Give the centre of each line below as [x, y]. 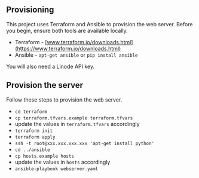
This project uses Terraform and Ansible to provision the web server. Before [99, 24]
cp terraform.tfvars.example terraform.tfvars [74, 118]
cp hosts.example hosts [45, 156]
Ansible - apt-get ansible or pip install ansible [76, 55]
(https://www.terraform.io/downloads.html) [68, 48]
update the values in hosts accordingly [62, 162]
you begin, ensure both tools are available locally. [67, 30]
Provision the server [45, 85]
